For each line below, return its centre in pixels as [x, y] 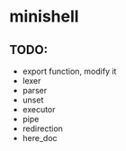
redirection [42, 129]
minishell [44, 17]
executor [39, 109]
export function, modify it [69, 71]
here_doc [40, 138]
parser [35, 90]
